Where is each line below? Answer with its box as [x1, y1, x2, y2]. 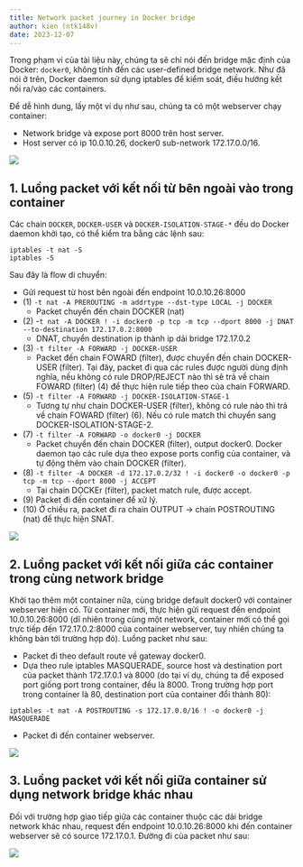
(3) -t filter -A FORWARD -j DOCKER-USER [22, 343, 178, 354]
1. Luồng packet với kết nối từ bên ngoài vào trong [9, 180, 294, 196]
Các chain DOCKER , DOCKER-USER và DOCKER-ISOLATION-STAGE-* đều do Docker [9, 218, 289, 230]
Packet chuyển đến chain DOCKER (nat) [35, 306, 185, 317]
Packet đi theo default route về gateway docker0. [22, 650, 207, 661]
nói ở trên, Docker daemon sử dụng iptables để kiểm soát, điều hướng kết [9, 74, 282, 85]
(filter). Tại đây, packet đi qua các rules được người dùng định [59, 362, 289, 373]
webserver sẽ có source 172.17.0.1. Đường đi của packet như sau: [9, 830, 250, 841]
